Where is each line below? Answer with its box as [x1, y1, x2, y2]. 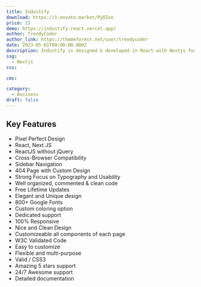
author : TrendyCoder [6, 31, 58, 37]
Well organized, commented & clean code [14, 179, 118, 187]
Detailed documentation [14, 274, 75, 282]
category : [6, 86, 31, 92]
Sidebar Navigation [14, 160, 63, 167]
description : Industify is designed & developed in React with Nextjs [6, 48, 186, 54]
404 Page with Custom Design [14, 167, 91, 174]
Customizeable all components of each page [14, 230, 126, 237]
